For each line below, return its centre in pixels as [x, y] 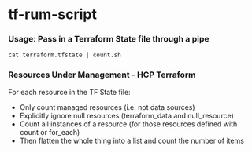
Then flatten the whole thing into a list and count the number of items [132, 140]
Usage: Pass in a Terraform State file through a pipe [109, 39]
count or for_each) [50, 132]
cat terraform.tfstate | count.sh [65, 55]
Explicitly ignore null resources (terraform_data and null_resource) [127, 115]
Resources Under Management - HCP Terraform [102, 75]
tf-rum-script [52, 15]
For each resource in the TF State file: [70, 92]
